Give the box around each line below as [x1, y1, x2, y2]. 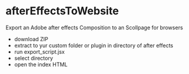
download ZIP [14, 35, 49, 42]
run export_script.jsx [14, 48, 65, 55]
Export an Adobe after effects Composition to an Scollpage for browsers [5, 24, 183, 31]
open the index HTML [14, 61, 68, 68]
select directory [14, 54, 53, 61]
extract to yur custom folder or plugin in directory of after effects [14, 42, 173, 49]
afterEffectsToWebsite [5, 4, 119, 18]
